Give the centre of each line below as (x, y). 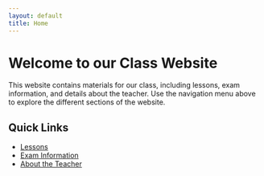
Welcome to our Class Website (113, 63)
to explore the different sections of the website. (87, 102)
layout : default (35, 16)
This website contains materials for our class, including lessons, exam (124, 85)
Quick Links (39, 127)
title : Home (28, 23)
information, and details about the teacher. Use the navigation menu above (132, 94)
